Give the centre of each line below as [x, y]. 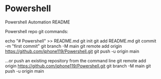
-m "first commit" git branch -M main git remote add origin [64, 46]
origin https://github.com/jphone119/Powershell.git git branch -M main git [78, 66]
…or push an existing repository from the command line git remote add [76, 60]
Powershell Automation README [38, 22]
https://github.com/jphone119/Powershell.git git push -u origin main [72, 51]
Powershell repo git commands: [37, 31]
